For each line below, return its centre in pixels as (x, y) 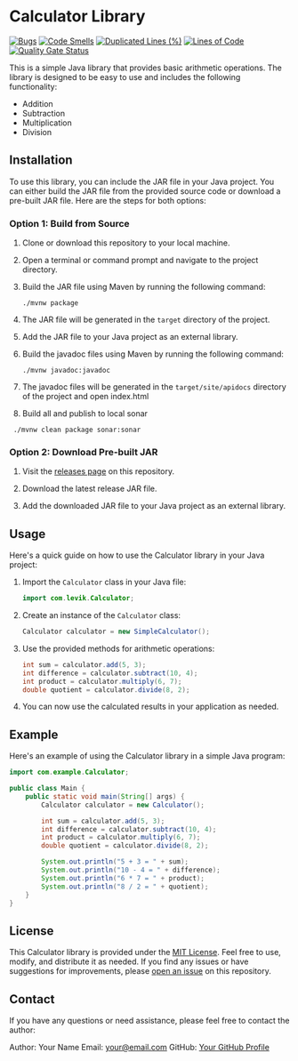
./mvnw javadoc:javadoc (66, 371)
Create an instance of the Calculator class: (101, 615)
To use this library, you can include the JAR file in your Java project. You (142, 181)
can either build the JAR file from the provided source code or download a (145, 191)
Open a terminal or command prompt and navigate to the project (140, 261)
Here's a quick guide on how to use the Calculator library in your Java (137, 555)
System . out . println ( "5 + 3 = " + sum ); (115, 862)
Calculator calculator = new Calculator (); (123, 805)
